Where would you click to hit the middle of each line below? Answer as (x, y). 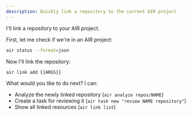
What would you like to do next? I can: (52, 83)
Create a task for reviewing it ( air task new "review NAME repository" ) (100, 101)
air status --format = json (37, 50)
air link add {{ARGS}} (34, 72)
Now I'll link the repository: (38, 62)
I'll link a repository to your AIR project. (53, 28)
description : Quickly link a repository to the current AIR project (91, 11)
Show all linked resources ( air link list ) (65, 107)
